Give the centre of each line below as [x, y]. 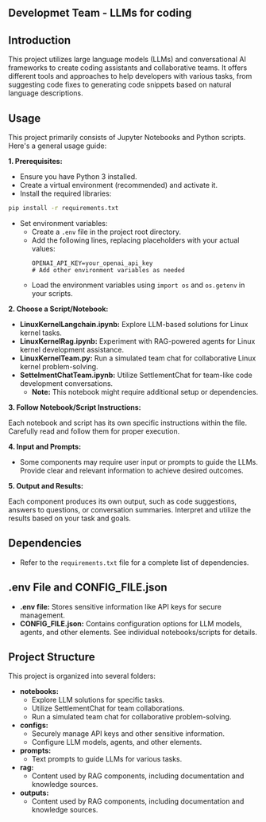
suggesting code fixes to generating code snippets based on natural [120, 85]
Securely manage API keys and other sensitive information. [128, 734]
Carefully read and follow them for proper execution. [94, 431]
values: [43, 248]
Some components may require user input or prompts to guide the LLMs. [139, 462]
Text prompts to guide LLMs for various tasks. [107, 759]
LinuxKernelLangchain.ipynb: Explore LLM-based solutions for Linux [134, 324]
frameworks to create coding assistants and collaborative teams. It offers [128, 68]
